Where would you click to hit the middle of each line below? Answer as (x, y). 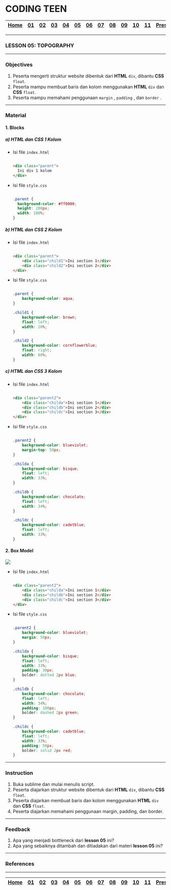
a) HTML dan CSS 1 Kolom (33, 139)
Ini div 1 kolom (35, 171)
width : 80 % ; (35, 355)
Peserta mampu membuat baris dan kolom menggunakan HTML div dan (88, 87)
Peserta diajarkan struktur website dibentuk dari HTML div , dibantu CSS (89, 790)
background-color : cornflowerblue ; (60, 346)
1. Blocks (15, 128)
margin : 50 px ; (37, 638)
